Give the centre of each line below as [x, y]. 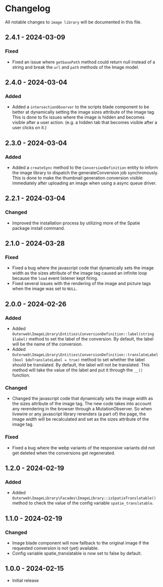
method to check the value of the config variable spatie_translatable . [83, 503]
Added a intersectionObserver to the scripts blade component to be [81, 107]
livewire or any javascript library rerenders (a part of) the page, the [79, 414]
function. [21, 375]
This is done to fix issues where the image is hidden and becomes [78, 117]
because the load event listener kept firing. [55, 278]
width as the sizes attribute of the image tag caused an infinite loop [80, 273]
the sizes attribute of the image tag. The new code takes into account [82, 404]
